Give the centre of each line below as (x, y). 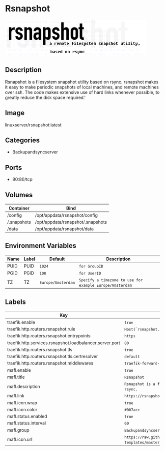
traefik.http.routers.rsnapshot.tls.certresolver (53, 357)
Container (19, 208)
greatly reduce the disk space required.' (45, 97)
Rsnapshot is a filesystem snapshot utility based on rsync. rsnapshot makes (82, 82)
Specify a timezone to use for (111, 280)
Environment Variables (41, 246)
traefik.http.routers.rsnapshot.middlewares (50, 363)
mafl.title (16, 377)
